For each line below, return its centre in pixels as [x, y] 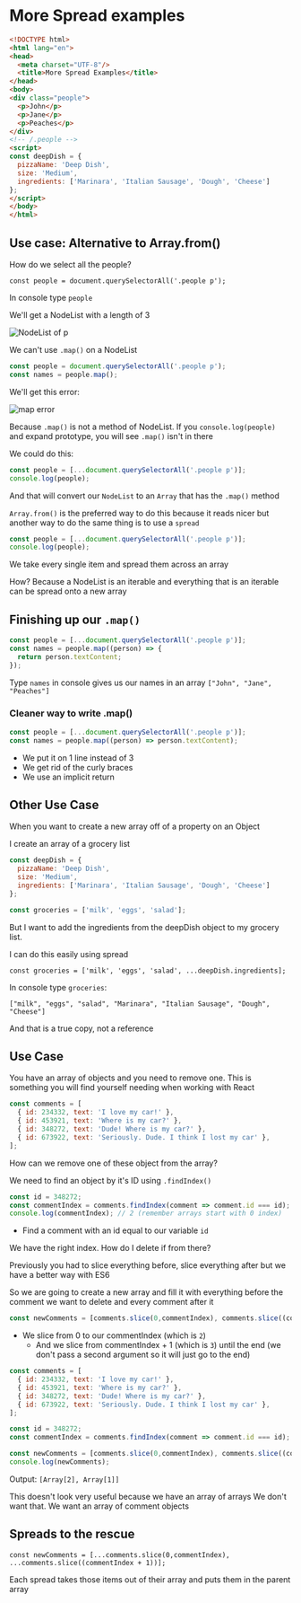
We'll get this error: [45, 392]
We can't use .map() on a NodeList [73, 350]
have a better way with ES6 [60, 1275]
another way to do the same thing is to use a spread [104, 523]
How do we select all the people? [70, 264]
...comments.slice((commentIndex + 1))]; [88, 1563]
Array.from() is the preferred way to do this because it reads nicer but [139, 513]
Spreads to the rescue [72, 1534]
